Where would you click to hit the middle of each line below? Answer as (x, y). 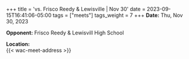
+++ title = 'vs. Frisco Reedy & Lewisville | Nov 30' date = (76, 9)
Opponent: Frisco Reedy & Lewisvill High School (65, 33)
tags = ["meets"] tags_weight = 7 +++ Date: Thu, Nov (118, 15)
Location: (18, 44)
